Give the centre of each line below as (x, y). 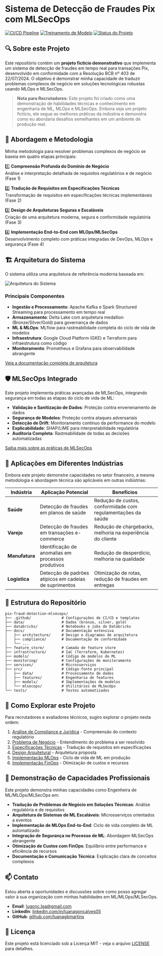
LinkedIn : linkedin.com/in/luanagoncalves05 (56, 911)
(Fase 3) (13, 222)
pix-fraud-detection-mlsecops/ (37, 614)
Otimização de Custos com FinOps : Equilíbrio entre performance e (79, 846)
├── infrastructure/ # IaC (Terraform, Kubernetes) (65, 652)
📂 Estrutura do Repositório (46, 602)
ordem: (12, 722)
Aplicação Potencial (65, 492)
